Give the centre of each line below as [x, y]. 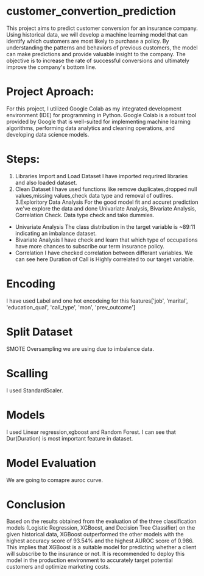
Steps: [23, 159]
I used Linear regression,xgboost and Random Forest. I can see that [91, 432]
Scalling [27, 373]
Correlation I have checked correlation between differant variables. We [104, 253]
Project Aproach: [50, 92]
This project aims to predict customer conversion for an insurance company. [102, 28]
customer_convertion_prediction [91, 11]
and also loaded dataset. [46, 182]
